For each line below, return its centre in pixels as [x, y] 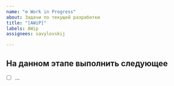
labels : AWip [22, 28]
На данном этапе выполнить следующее [87, 63]
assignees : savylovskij [36, 34]
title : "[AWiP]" [26, 23]
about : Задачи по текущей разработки [53, 17]
